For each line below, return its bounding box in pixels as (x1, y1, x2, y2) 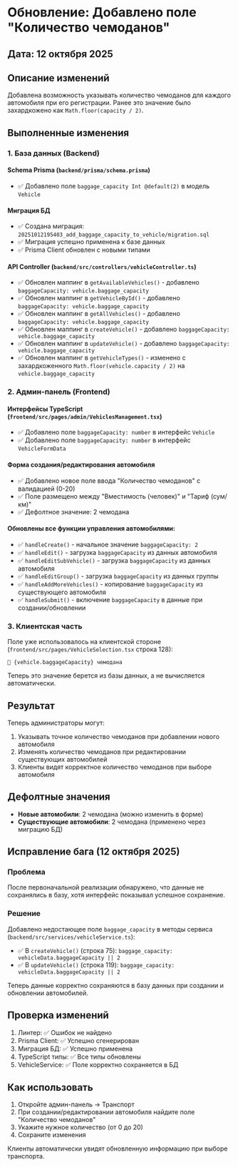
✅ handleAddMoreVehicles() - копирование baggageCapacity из (17, 579, 203, 588)
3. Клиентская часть (7, 621, 83, 631)
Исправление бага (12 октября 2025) (7, 846, 180, 858)
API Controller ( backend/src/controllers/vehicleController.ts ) (7, 262, 197, 271)
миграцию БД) (17, 825, 63, 833)
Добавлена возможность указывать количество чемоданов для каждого (7, 91, 232, 100)
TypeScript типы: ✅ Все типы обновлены (17, 1052, 141, 1061)
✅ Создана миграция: (17, 222, 84, 230)
